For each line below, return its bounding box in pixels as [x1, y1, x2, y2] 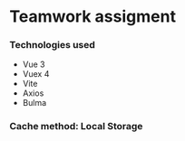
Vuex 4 [22, 69, 50, 80]
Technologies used [9, 39, 95, 52]
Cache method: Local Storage [9, 120, 143, 133]
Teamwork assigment [9, 6, 177, 27]
